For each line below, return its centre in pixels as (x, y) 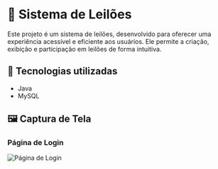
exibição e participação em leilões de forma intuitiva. (85, 49)
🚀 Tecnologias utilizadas (62, 71)
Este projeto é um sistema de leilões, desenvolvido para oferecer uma (109, 34)
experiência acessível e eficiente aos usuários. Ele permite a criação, (108, 41)
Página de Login (36, 143)
